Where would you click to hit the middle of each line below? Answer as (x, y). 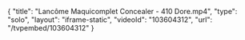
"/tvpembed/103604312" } (51, 28)
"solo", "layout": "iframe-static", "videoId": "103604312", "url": (110, 20)
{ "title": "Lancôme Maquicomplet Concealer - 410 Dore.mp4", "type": (122, 11)
